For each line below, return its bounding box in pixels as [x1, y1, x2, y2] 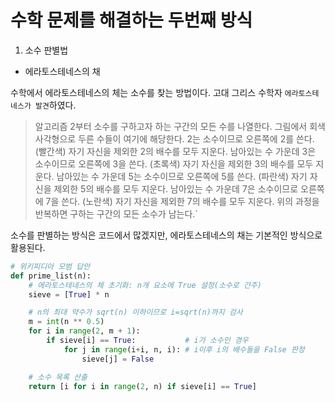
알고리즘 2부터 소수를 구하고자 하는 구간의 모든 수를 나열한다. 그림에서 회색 [34, 120, 326, 132]
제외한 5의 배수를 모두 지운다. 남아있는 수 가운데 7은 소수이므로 [53, 182, 299, 195]
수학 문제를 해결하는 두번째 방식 [10, 9, 253, 32]
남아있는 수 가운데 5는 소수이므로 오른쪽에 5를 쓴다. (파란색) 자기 [56, 170, 308, 182]
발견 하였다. [34, 99, 77, 111]
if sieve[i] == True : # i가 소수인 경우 [46, 336, 249, 346]
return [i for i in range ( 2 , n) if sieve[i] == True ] [28, 381, 257, 391]
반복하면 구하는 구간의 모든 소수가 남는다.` [34, 207, 198, 220]
